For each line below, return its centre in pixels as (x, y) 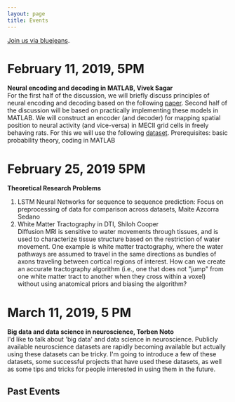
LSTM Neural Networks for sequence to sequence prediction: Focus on (121, 202)
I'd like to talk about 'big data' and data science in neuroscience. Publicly (113, 339)
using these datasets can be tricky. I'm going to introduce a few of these (112, 354)
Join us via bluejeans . (39, 40)
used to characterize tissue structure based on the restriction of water (119, 239)
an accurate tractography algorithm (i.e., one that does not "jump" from (120, 269)
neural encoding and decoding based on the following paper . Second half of (117, 103)
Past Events (34, 391)
